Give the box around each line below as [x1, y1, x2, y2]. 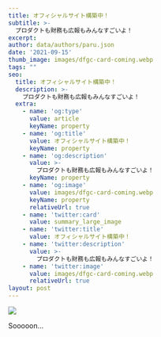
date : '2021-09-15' [8, 48, 73, 56]
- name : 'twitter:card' [22, 211, 101, 219]
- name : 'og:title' [22, 129, 87, 137]
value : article [28, 115, 80, 123]
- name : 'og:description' [22, 151, 108, 159]
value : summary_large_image [28, 218, 122, 226]
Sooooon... [8, 321, 44, 330]
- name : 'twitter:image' [22, 262, 104, 270]
